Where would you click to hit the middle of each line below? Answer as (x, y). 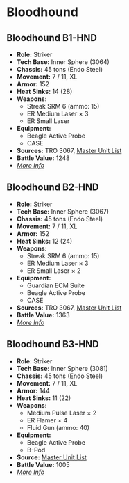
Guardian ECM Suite (55, 285)
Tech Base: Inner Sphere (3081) (62, 368)
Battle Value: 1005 (43, 464)
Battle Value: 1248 (43, 158)
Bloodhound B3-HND (53, 344)
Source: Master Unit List (52, 457)
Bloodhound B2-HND (53, 188)
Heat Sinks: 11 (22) (44, 398)
